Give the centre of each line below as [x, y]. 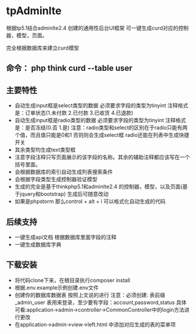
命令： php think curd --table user [69, 68]
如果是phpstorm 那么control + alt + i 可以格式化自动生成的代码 [90, 201]
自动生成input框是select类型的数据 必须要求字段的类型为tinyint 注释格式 [101, 106]
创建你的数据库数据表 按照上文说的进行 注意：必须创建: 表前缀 [90, 295]
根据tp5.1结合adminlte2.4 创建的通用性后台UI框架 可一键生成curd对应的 [92, 28]
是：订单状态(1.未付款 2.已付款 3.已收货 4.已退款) [74, 113]
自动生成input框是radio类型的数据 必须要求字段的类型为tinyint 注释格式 [100, 120]
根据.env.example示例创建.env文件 [57, 287]
